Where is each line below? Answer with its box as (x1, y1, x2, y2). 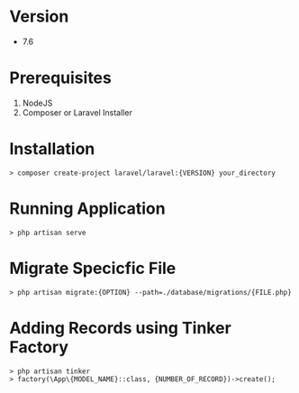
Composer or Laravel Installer (22, 106, 132, 118)
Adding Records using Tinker (9, 317, 231, 338)
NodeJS (22, 97, 53, 108)
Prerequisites (9, 68, 113, 88)
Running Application (9, 198, 166, 218)
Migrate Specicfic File (9, 258, 177, 279)
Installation (9, 139, 95, 160)
